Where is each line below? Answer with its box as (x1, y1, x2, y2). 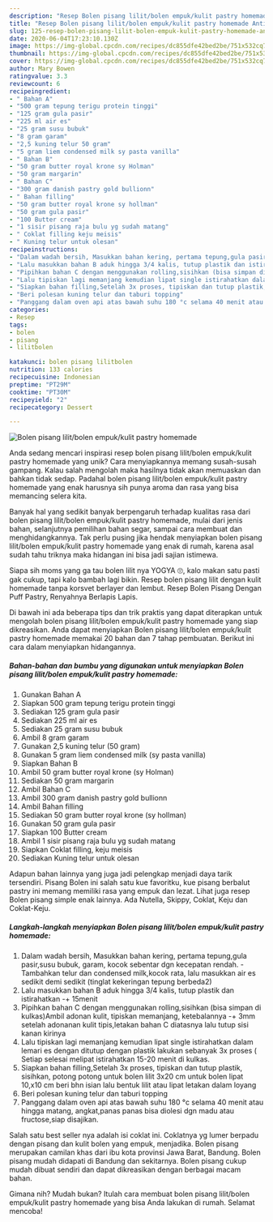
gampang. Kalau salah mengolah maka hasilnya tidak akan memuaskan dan (9, 465, 262, 475)
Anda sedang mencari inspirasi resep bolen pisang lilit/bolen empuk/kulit (9, 448, 252, 458)
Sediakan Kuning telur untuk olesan (20, 853, 140, 863)
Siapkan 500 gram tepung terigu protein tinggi (20, 699, 176, 708)
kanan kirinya (20, 1028, 66, 1038)
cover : (9, 58, 32, 66)
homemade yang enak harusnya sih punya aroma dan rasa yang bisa (9, 483, 239, 493)
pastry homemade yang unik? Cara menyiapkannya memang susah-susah (9, 457, 257, 467)
